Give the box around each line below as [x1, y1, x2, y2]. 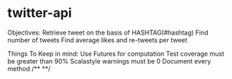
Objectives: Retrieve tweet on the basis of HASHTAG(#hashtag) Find [7, 28, 208, 37]
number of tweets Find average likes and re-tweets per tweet [7, 35, 188, 44]
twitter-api [7, 5, 72, 21]
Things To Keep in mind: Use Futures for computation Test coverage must [7, 49, 225, 58]
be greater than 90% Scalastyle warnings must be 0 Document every [7, 56, 211, 65]
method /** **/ [7, 64, 51, 73]
